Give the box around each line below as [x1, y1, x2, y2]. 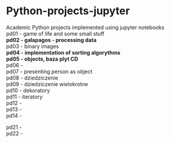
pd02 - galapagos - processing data [6, 36, 97, 43]
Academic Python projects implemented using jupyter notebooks [6, 24, 165, 31]
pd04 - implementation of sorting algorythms [6, 49, 121, 56]
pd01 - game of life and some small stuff [6, 30, 105, 37]
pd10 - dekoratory [6, 87, 50, 94]
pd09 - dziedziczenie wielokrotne [6, 80, 88, 87]
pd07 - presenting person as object [6, 68, 93, 75]
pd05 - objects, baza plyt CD [6, 55, 79, 62]
